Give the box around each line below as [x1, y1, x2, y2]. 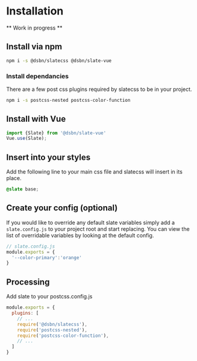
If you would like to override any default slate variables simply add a [6, 219, 175, 226]
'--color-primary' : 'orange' [11, 254, 83, 260]
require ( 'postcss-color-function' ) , [17, 333, 110, 339]
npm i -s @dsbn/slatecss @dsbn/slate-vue [6, 57, 112, 64]
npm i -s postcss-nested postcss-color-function [6, 97, 131, 103]
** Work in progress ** [6, 24, 63, 31]
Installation [6, 4, 64, 18]
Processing [6, 277, 50, 287]
